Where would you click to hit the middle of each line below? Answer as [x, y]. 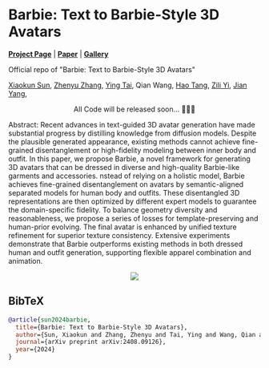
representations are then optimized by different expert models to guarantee [132, 201]
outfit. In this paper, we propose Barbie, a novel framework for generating [129, 159]
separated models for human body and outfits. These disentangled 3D [124, 192]
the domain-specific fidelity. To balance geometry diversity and [113, 209]
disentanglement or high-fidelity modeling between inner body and [146, 150]
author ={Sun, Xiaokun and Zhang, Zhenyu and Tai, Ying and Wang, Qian [136, 334]
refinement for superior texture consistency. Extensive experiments [119, 235]
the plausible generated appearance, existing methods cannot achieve [124, 141]
